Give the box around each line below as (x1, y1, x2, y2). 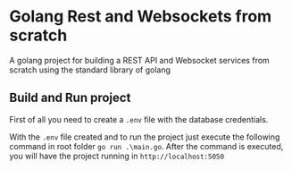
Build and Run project (9, 90, 131, 106)
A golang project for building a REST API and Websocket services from (9, 55, 270, 65)
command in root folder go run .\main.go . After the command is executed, (9, 140, 284, 151)
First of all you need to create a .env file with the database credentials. (9, 114, 269, 124)
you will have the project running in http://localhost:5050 (9, 150, 225, 161)
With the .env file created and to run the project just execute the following (9, 132, 280, 142)
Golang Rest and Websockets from (9, 6, 272, 27)
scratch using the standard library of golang (9, 64, 171, 75)
